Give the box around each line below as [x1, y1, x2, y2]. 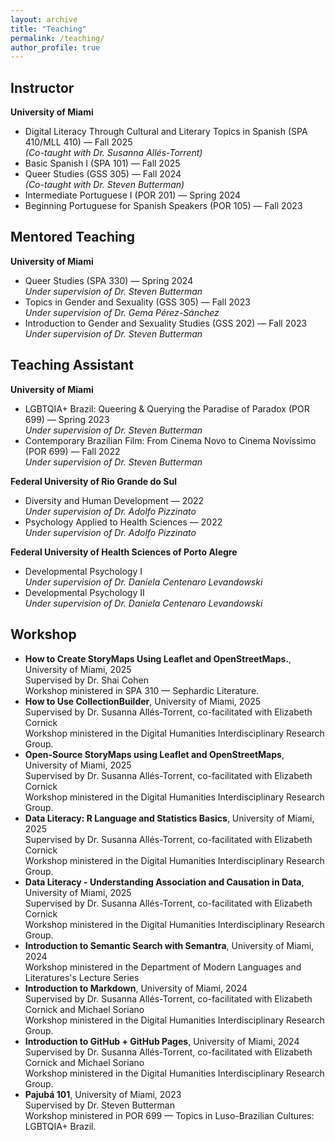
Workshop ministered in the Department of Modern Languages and [24, 961, 302, 973]
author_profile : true [10, 42, 101, 53]
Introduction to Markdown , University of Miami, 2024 [24, 982, 248, 994]
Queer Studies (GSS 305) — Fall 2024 [24, 168, 182, 180]
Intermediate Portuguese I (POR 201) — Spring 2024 [24, 189, 242, 201]
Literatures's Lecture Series [24, 971, 140, 983]
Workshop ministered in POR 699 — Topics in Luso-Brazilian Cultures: [24, 1109, 315, 1121]
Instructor [10, 79, 75, 96]
